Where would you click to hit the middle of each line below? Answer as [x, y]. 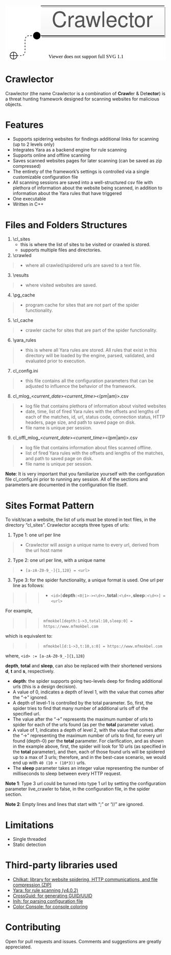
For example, [19, 611]
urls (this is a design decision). [45, 687]
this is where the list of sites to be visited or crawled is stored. [85, 245]
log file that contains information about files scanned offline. [89, 448]
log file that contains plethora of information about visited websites [96, 406]
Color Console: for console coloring [50, 907]
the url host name [44, 550]
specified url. [27, 714]
